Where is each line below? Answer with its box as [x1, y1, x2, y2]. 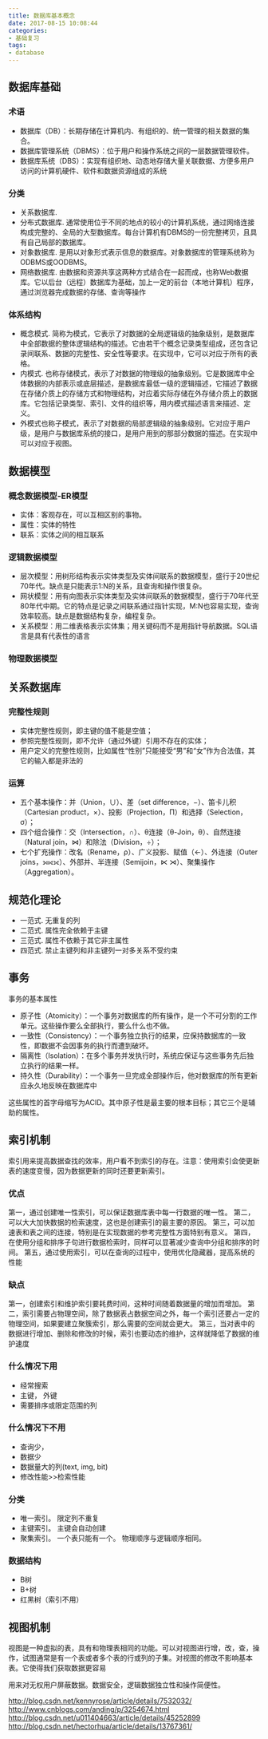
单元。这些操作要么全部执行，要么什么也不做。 [19, 1020, 174, 1030]
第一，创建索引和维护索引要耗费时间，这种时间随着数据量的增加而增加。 [8, 1299, 246, 1309]
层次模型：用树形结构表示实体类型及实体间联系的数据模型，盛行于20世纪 [19, 572, 260, 581]
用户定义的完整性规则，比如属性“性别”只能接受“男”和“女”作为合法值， [19, 746, 249, 755]
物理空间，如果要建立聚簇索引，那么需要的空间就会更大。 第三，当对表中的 [8, 1319, 255, 1329]
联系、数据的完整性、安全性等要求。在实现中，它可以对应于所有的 [33, 349, 251, 358]
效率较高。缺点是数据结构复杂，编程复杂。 [19, 612, 160, 621]
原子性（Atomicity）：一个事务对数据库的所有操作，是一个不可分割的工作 [19, 1011, 258, 1020]
